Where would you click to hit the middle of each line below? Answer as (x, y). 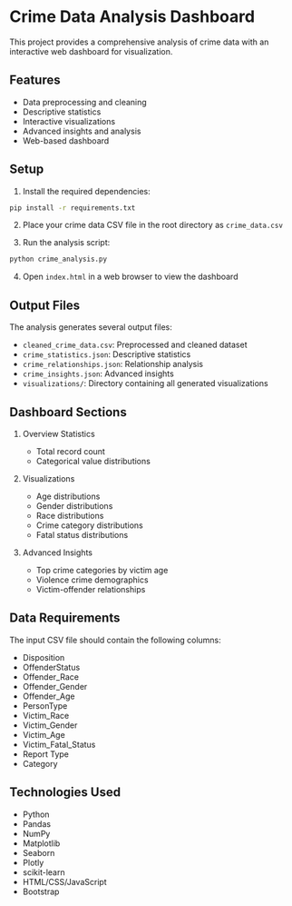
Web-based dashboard (66, 140)
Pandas (37, 823)
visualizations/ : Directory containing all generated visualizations (146, 383)
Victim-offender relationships (91, 589)
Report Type (46, 754)
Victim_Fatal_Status (59, 744)
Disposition (44, 657)
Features (35, 80)
